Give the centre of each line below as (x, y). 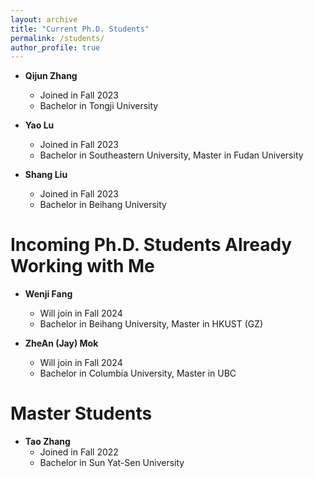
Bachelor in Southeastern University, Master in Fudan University (171, 155)
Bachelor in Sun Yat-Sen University (112, 463)
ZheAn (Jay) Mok (61, 343)
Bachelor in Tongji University (99, 106)
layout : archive (44, 19)
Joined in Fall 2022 (79, 452)
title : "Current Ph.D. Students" (80, 29)
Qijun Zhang (51, 76)
